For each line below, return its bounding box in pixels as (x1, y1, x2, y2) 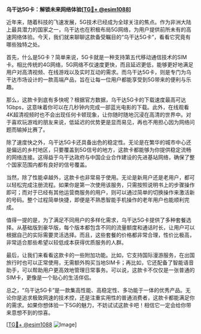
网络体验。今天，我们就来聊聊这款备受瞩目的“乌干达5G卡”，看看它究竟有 (11, 33, 191, 41)
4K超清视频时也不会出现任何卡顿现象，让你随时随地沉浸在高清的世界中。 (6, 111, 187, 118)
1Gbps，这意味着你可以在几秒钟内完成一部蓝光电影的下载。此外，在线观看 (6, 104, 190, 111)
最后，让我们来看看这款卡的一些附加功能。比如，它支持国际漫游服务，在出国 (6, 252, 195, 259)
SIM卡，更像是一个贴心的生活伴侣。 (6, 274, 95, 281)
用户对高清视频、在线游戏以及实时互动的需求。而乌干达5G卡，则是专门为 (6, 69, 187, 75)
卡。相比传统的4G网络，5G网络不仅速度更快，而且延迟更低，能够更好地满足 (6, 61, 194, 68)
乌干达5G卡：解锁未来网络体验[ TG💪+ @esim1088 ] (6, 6, 132, 13)
